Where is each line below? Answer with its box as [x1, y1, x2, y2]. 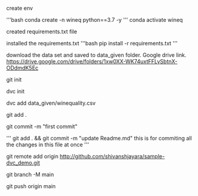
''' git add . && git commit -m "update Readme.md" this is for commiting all [6, 135, 192, 142]
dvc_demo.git [6, 159, 41, 166]
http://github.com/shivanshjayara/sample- [59, 153, 165, 160]
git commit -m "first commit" [6, 123, 78, 130]
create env [6, 5, 33, 11]
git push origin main [6, 183, 56, 189]
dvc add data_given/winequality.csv [6, 99, 96, 106]
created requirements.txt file [6, 28, 78, 35]
